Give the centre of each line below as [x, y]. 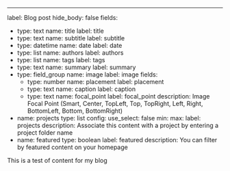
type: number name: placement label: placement [95, 82]
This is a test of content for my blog [57, 160]
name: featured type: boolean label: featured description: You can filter [117, 140]
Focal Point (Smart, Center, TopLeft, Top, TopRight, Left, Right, [115, 104]
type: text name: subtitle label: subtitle [71, 38]
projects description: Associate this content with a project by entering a [118, 125]
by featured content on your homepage [72, 147]
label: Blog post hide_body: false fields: [63, 17]
